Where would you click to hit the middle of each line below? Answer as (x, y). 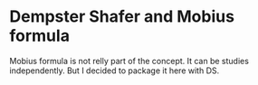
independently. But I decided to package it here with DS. (115, 71)
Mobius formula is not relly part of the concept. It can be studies (129, 61)
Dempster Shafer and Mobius (122, 17)
